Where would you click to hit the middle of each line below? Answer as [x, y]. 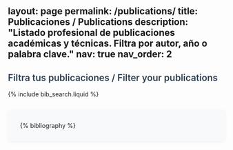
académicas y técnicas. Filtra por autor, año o [108, 44]
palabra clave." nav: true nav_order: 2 [90, 54]
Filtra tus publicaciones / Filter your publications [113, 77]
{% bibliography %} [48, 126]
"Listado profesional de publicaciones [91, 33]
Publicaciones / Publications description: [98, 22]
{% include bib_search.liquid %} [53, 94]
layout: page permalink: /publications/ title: [103, 11]
